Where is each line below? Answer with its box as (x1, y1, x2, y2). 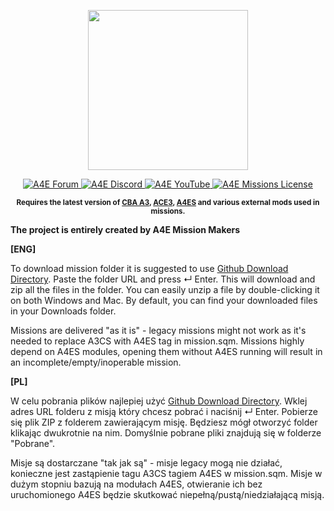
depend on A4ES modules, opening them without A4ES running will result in (10, 346, 323, 357)
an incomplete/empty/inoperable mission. (10, 356, 182, 368)
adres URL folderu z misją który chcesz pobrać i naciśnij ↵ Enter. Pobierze (10, 406, 318, 417)
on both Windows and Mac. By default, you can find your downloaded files (10, 295, 318, 306)
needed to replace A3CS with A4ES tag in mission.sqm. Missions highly (10, 335, 305, 347)
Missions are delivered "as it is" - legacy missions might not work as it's (10, 325, 307, 336)
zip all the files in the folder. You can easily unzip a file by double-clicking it (10, 284, 320, 295)
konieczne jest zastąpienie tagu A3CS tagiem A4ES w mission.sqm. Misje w (10, 468, 323, 479)
